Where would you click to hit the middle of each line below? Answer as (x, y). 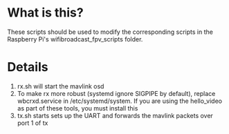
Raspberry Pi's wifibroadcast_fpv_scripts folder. (75, 39)
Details (28, 67)
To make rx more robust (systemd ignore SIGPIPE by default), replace (116, 93)
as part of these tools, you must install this (77, 108)
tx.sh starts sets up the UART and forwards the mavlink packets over (115, 115)
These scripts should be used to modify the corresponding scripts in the (110, 32)
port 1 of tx (33, 123)
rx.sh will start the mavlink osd (61, 86)
